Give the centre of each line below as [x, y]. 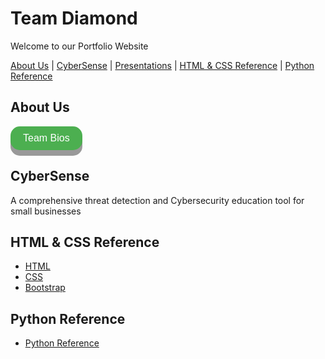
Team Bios [46, 138]
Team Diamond [74, 18]
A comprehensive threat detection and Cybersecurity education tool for [157, 200]
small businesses [46, 211]
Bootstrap [45, 288]
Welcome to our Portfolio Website [79, 46]
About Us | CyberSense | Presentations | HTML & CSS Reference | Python [162, 65]
